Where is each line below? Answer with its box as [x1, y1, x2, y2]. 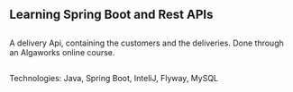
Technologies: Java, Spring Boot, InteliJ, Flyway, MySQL [9, 73, 219, 84]
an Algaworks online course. [9, 46, 115, 57]
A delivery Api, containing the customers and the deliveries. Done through [9, 38, 284, 48]
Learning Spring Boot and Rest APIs [9, 7, 214, 22]
